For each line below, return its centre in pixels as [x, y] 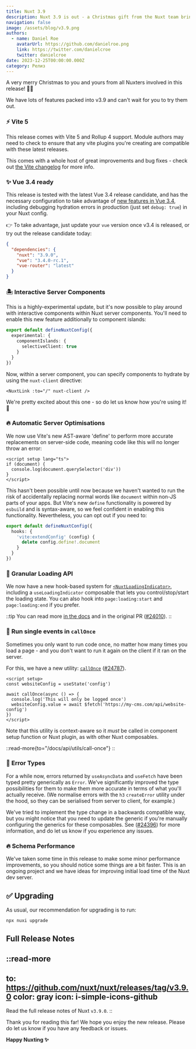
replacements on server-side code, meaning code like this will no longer [93, 442]
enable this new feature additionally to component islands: [76, 319]
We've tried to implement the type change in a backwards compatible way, [96, 812]
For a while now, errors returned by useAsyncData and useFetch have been [94, 776]
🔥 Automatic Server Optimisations [55, 423]
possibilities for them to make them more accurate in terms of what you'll [94, 788]
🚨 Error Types [26, 763]
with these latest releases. [37, 149]
